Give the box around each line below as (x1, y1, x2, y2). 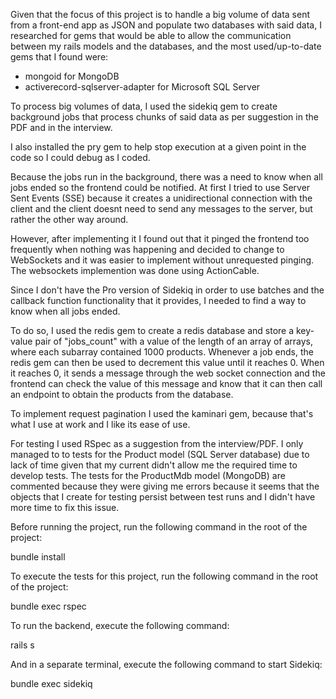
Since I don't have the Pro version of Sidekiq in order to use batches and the (10, 284, 325, 296)
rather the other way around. (10, 214, 129, 225)
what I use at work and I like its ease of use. (10, 419, 191, 430)
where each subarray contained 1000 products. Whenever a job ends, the (10, 346, 315, 358)
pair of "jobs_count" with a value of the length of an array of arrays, (34, 335, 314, 347)
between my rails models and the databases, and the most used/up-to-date (10, 40, 322, 52)
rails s (10, 639, 35, 651)
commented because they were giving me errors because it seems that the (10, 480, 320, 492)
